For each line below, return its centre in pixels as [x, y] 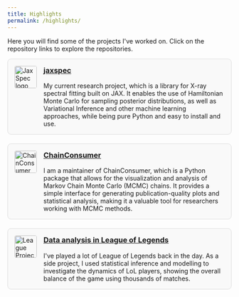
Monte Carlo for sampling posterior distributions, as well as [130, 101]
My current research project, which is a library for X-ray [125, 86]
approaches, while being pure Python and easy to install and [132, 116]
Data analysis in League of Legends [106, 240]
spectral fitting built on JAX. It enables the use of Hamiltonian [133, 93]
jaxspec [58, 70]
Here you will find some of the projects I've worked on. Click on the [106, 41]
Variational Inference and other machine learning [115, 109]
